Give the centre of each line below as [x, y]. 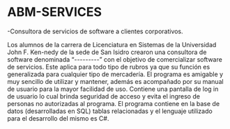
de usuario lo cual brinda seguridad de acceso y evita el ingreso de [104, 96]
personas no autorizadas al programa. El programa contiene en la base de [114, 103]
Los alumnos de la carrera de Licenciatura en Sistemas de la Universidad [112, 44]
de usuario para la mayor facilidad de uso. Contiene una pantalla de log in [113, 89]
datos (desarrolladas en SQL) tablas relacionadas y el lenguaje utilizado [110, 111]
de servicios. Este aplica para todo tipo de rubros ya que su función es [109, 67]
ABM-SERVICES [55, 12]
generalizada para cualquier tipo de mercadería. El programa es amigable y [115, 74]
